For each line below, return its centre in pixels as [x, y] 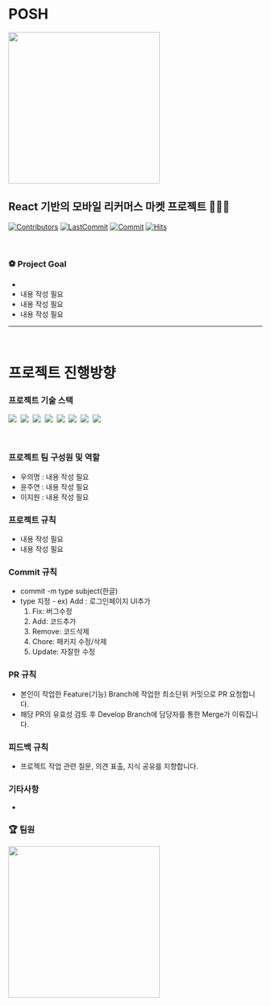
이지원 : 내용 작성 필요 [54, 497]
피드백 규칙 [29, 747]
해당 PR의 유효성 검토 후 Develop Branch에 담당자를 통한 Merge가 [125, 714]
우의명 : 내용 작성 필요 [54, 477]
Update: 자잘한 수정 [63, 652]
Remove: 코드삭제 [61, 632]
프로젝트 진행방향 [62, 373]
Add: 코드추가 [54, 621]
